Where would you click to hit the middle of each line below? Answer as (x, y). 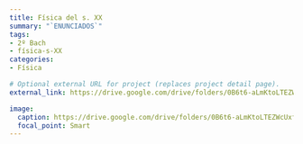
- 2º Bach (28, 43)
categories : (32, 59)
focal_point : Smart (54, 126)
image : (22, 109)
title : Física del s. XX (56, 18)
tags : (19, 34)
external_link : (38, 92)
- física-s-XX (36, 51)
